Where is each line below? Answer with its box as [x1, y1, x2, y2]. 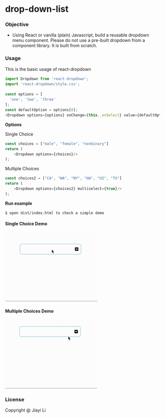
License [5, 396, 25, 403]
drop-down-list [5, 3, 69, 15]
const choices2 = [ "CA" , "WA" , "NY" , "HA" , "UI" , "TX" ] [5, 176, 122, 181]
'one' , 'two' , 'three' [9, 97, 56, 102]
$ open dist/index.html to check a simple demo [5, 210, 105, 215]
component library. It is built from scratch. [12, 43, 97, 49]
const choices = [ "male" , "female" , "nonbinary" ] [5, 141, 109, 146]
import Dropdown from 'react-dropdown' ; [5, 76, 89, 81]
